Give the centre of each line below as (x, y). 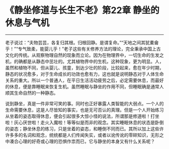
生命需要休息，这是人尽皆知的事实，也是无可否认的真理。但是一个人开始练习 (84, 110)
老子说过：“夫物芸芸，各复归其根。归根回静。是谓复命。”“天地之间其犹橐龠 (82, 42)
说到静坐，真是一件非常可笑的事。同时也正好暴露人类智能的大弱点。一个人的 (84, 103)
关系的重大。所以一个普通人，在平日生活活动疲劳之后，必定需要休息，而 (80, 80)
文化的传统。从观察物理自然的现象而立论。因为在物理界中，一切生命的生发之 (84, 55)
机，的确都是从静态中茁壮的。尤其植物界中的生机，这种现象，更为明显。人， (84, 61)
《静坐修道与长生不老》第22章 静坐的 (82, 10)
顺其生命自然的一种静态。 (32, 93)
